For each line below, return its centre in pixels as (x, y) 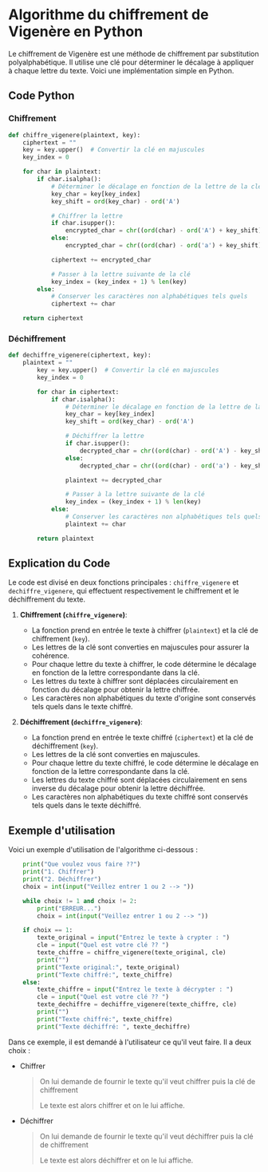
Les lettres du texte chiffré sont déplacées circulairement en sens (139, 780)
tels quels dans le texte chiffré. (82, 707)
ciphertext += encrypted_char (101, 260)
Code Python (41, 96)
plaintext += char (96, 524)
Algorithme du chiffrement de (108, 15)
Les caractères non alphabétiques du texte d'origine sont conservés (144, 698)
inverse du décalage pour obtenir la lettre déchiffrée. (118, 788)
